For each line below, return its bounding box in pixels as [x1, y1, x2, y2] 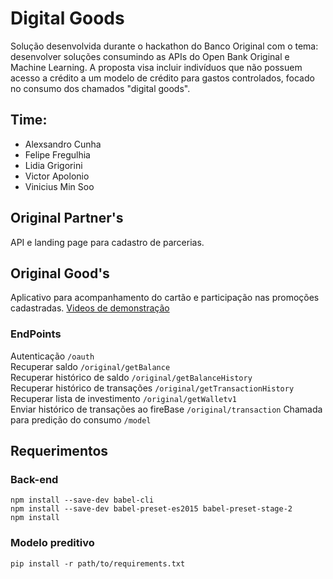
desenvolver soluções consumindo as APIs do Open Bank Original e [10, 50, 290, 62]
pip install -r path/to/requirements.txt [10, 558, 186, 569]
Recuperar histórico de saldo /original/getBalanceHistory [10, 371, 253, 383]
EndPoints [10, 327, 62, 341]
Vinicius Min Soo [24, 180, 95, 192]
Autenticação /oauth [10, 350, 95, 362]
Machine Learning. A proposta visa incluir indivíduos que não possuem [10, 61, 303, 73]
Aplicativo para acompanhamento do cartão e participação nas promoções [10, 292, 320, 304]
